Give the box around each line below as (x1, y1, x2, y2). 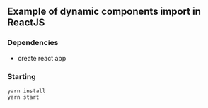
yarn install (7, 88, 46, 95)
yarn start (7, 93, 40, 101)
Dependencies (7, 38, 59, 48)
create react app (17, 54, 67, 62)
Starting (7, 71, 37, 81)
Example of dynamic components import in (7, 6, 202, 18)
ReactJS (7, 17, 45, 29)
